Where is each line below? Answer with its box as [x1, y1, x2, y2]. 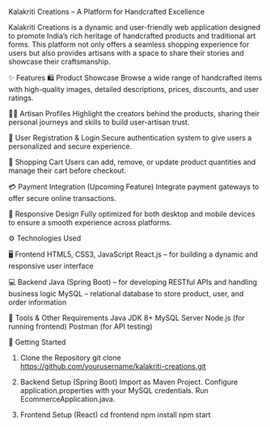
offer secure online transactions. [8, 194, 117, 203]
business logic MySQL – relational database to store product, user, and [8, 289, 244, 298]
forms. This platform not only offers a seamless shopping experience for [8, 40, 250, 49]
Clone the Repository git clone [19, 353, 121, 362]
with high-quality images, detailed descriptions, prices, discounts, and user [8, 85, 259, 94]
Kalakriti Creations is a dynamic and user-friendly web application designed [8, 23, 261, 31]
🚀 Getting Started [8, 337, 66, 346]
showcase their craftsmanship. [8, 57, 111, 66]
